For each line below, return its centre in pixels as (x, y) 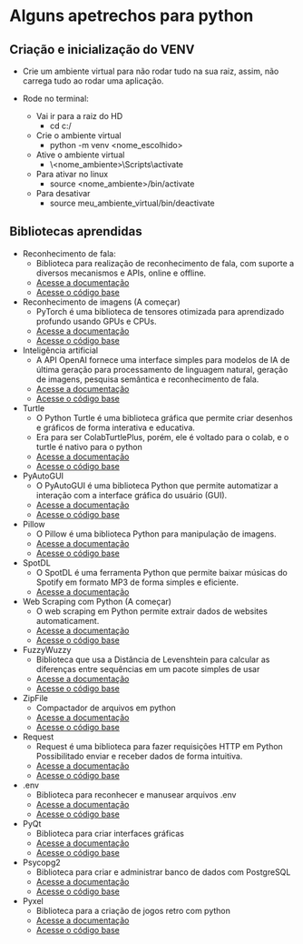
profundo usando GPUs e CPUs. (96, 321)
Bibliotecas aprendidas (76, 231)
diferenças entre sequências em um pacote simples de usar (148, 668)
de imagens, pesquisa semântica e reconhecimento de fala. (147, 379)
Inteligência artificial (60, 350)
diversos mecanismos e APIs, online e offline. (121, 273)
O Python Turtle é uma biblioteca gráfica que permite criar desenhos (164, 417)
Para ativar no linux (72, 174)
